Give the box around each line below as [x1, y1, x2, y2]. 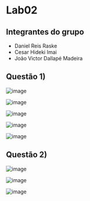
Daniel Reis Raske [14, 42, 57, 49]
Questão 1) [6, 71, 46, 82]
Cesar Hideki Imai [14, 49, 57, 56]
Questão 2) [6, 150, 48, 160]
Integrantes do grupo [6, 27, 84, 37]
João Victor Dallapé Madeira [14, 55, 83, 62]
